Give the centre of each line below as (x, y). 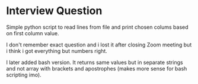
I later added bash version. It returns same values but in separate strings (95, 62)
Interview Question (54, 11)
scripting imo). (24, 75)
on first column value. (33, 33)
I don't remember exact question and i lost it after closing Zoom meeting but (99, 45)
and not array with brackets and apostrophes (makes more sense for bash (97, 68)
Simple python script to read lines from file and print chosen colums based (97, 27)
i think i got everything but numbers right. (57, 51)
